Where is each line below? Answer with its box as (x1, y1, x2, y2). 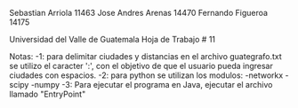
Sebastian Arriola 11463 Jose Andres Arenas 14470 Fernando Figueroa (9, 8, 269, 18)
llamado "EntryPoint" (9, 89, 86, 99)
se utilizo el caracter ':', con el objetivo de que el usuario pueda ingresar (9, 61, 273, 71)
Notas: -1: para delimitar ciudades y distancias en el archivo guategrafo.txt (9, 51, 282, 61)
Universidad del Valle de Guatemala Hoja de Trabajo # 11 (9, 35, 216, 44)
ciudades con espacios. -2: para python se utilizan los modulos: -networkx (9, 70, 284, 81)
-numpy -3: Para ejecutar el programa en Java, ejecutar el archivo (30, 80, 273, 89)
